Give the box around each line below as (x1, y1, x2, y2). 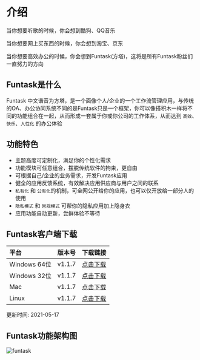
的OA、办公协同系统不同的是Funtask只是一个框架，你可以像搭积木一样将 (6, 104, 188, 112)
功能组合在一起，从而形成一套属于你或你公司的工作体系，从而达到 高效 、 (16, 112, 198, 119)
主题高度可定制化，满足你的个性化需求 (15, 156, 111, 164)
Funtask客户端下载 (6, 229, 78, 239)
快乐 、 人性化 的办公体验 (6, 120, 62, 127)
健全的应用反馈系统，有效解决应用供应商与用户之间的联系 (15, 179, 159, 186)
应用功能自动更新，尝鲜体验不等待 (15, 209, 101, 217)
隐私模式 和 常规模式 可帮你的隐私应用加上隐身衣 (15, 202, 130, 209)
